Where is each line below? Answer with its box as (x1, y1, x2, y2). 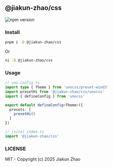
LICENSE (5, 145, 27, 152)
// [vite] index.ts (5, 129, 44, 135)
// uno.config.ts (5, 80, 40, 85)
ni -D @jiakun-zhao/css (5, 58, 53, 62)
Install (5, 29, 20, 35)
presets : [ (9, 107, 31, 112)
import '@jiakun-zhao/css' (5, 134, 59, 138)
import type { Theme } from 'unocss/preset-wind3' (5, 85, 109, 90)
